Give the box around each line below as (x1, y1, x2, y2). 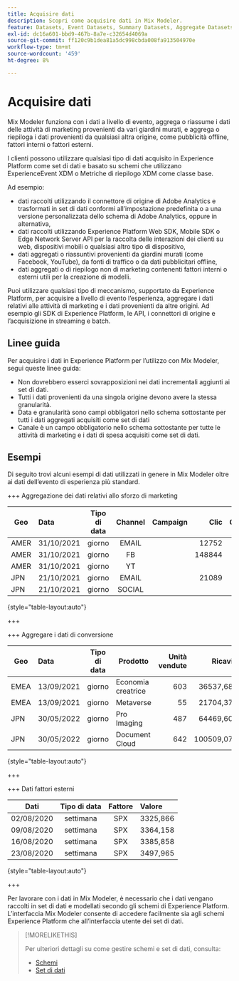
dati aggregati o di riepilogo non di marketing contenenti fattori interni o (17, 264, 228, 273)
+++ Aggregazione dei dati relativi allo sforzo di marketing (7, 491, 178, 500)
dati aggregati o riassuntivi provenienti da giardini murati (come (17, 250, 203, 258)
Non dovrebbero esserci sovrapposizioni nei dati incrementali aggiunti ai (17, 377, 230, 386)
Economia (115, 677, 149, 687)
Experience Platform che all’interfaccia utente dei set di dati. (7, 917, 184, 925)
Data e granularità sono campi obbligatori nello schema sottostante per (17, 408, 226, 416)
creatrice (115, 686, 146, 696)
